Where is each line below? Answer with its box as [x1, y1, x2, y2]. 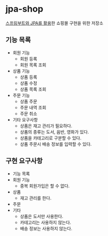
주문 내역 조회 [20, 104, 46, 110]
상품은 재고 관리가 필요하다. [20, 123, 72, 129]
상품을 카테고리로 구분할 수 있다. [20, 135, 82, 141]
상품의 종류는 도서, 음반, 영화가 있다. [20, 129, 89, 135]
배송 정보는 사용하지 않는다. [20, 225, 72, 231]
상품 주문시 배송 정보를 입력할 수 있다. [20, 141, 92, 147]
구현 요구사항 [5, 157, 43, 165]
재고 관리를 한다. [20, 195, 52, 201]
